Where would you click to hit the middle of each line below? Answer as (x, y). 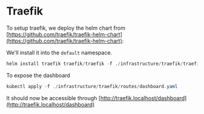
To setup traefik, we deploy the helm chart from (66, 28)
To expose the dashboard (38, 75)
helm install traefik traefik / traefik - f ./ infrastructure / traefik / (95, 64)
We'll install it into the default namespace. (59, 52)
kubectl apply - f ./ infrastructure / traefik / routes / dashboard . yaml (92, 86)
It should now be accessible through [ (53, 98)
